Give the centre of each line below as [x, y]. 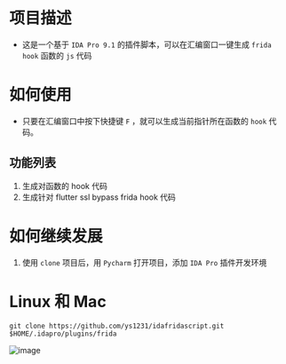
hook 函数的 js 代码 [57, 55]
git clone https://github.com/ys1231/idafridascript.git [117, 326]
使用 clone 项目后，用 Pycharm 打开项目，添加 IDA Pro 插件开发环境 [144, 262]
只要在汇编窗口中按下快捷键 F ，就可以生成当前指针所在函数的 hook [144, 121]
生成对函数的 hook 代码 [65, 186]
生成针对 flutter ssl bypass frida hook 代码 [99, 197]
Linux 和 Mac [58, 301]
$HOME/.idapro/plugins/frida [63, 334]
